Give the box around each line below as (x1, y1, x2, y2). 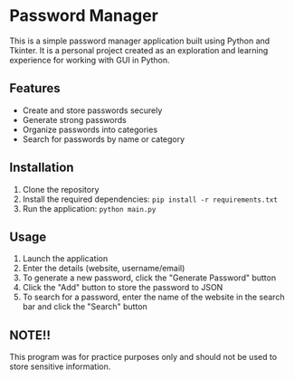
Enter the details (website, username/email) (22, 263, 185, 274)
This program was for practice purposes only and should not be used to (9, 352, 278, 363)
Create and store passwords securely (22, 105, 163, 116)
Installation (9, 160, 74, 175)
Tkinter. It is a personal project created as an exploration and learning (9, 44, 269, 55)
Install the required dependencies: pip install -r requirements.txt (22, 194, 279, 204)
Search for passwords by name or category (22, 133, 185, 145)
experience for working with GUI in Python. (9, 54, 170, 65)
